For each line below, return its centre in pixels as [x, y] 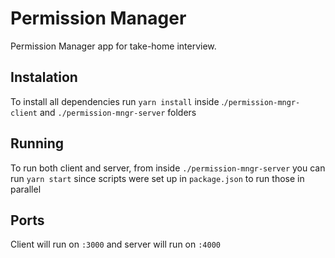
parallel [26, 189]
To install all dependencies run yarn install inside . [117, 101]
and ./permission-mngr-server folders [118, 112]
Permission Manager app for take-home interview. [113, 46]
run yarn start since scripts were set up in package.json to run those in [157, 178]
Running [37, 143]
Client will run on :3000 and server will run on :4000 [115, 244]
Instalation [44, 77]
